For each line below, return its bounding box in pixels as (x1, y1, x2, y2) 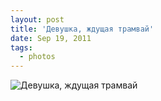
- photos (19, 52, 56, 62)
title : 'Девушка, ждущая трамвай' (10, 24, 155, 34)
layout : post (10, 14, 65, 25)
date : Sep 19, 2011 (10, 33, 92, 43)
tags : (10, 42, 33, 53)
